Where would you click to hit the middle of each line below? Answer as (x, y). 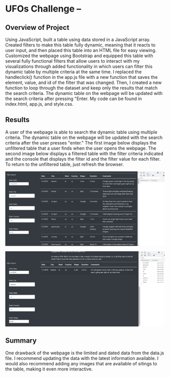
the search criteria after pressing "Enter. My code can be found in (74, 99)
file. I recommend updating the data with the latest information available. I (82, 358)
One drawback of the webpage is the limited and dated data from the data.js (85, 353)
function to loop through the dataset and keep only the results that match (81, 88)
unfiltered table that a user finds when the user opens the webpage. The (81, 148)
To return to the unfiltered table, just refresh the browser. (65, 164)
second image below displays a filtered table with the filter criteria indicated (84, 153)
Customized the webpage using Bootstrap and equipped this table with (79, 56)
